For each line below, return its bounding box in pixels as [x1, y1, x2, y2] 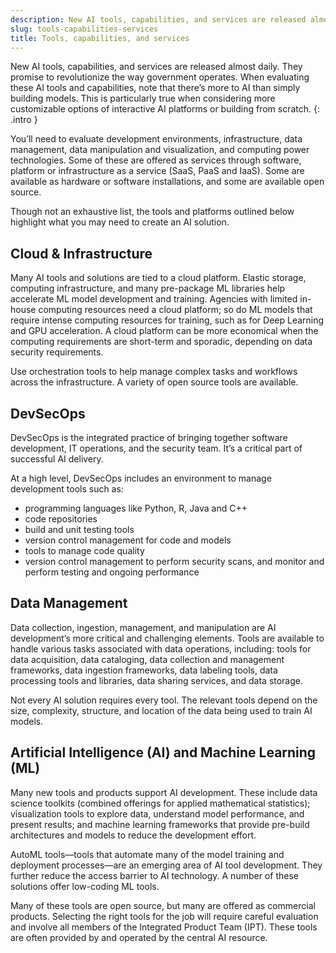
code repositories [24, 513, 98, 525]
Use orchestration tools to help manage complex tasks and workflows [10, 366, 298, 378]
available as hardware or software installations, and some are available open [10, 176, 325, 188]
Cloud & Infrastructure [10, 245, 153, 262]
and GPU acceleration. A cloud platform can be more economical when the [10, 325, 319, 337]
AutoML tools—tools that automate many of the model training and [10, 848, 285, 860]
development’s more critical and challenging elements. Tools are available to [10, 632, 325, 644]
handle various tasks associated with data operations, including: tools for [10, 642, 312, 655]
